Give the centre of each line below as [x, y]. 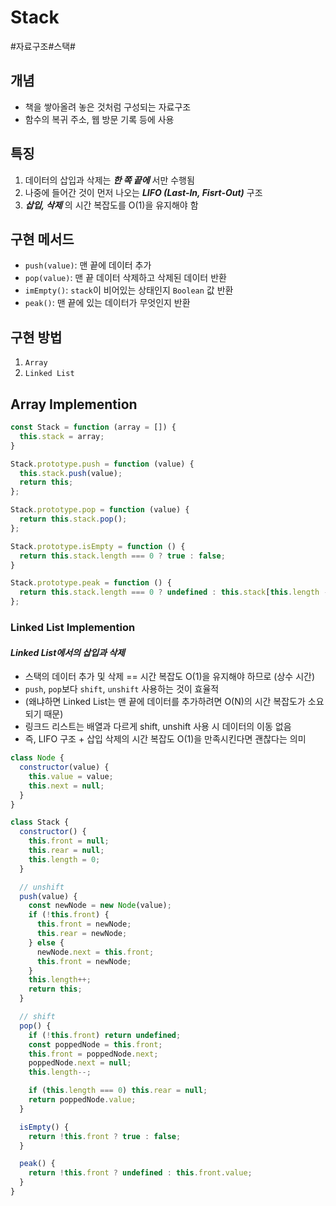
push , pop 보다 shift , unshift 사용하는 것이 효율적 [122, 689]
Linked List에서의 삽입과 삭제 [67, 652]
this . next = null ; [66, 786]
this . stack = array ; [62, 436]
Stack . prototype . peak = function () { [91, 583]
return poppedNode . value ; [82, 1100]
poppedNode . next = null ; [80, 1063]
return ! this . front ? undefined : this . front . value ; [140, 1173]
